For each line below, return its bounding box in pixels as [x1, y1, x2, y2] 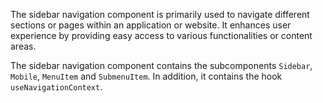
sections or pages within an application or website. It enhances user [10, 19, 292, 31]
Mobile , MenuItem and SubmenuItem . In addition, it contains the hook [10, 70, 283, 82]
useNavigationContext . [10, 81, 103, 93]
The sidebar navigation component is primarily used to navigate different [10, 9, 310, 20]
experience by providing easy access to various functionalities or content [10, 30, 313, 41]
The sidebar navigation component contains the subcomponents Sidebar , [10, 60, 313, 71]
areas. [10, 40, 37, 52]
